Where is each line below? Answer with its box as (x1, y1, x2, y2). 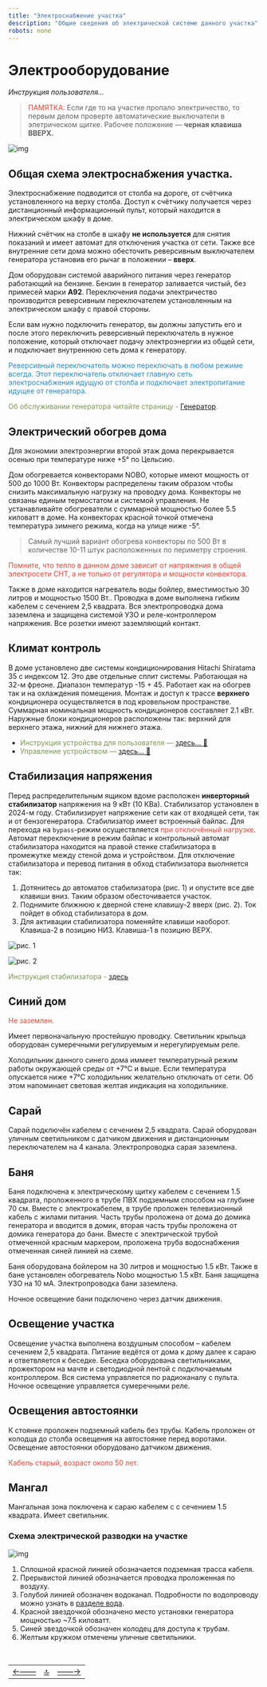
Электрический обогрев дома (8, 425, 167, 438)
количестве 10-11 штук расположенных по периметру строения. (27, 544, 248, 554)
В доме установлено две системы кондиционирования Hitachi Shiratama (8, 663, 256, 672)
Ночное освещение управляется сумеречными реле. (8, 1381, 190, 1390)
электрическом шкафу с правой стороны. (8, 305, 151, 314)
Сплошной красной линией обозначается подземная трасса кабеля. (19, 1564, 255, 1573)
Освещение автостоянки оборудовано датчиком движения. (8, 1442, 212, 1452)
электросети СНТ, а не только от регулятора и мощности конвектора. (8, 568, 248, 578)
